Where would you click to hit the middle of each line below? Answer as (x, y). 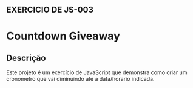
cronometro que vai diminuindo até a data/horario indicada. (80, 79)
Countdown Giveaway (63, 36)
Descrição (26, 58)
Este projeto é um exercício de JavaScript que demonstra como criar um (97, 72)
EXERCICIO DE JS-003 (50, 10)
